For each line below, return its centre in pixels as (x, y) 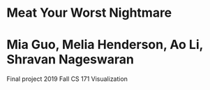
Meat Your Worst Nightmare (89, 13)
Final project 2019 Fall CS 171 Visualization (67, 79)
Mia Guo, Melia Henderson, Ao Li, (105, 45)
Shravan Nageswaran (70, 60)
